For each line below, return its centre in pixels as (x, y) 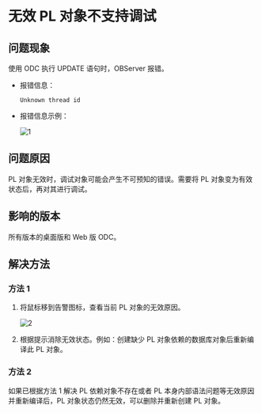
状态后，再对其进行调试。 (50, 189)
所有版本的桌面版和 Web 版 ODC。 (65, 237)
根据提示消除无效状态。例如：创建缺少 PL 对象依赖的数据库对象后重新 (133, 339)
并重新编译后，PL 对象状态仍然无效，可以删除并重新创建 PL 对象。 (117, 400)
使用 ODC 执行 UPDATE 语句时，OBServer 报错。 (88, 68)
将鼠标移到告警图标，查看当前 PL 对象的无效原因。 (102, 307)
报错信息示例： (44, 116)
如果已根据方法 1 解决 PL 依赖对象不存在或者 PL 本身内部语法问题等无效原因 (131, 390)
